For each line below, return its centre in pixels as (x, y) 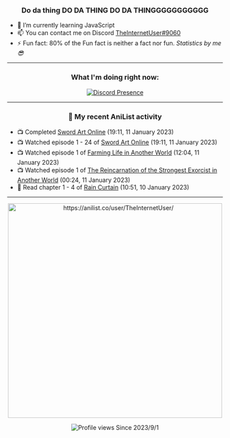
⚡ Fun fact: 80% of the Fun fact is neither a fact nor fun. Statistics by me (119, 43)
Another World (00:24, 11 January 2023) (74, 180)
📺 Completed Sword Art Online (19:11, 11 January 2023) (95, 132)
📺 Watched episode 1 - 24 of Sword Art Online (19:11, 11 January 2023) (117, 142)
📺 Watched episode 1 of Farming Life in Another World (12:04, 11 (108, 152)
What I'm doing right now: (115, 78)
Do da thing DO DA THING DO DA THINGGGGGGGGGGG (115, 10)
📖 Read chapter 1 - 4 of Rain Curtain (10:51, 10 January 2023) (103, 187)
